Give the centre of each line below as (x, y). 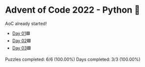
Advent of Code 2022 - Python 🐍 (73, 10)
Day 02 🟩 (22, 41)
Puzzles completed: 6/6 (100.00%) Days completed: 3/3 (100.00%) (73, 59)
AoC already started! (26, 23)
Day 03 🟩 (22, 48)
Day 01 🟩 (21, 33)
